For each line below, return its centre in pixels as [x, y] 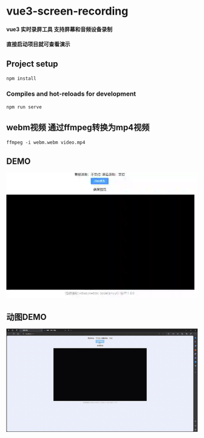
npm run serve [24, 107]
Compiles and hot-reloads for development [71, 94]
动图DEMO [26, 317]
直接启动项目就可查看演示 [38, 44]
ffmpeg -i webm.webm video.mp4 [46, 143]
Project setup [32, 64]
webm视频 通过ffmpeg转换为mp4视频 [78, 127]
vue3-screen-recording [67, 11]
